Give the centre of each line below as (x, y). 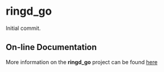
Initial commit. (23, 28)
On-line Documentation (51, 47)
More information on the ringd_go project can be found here (82, 62)
